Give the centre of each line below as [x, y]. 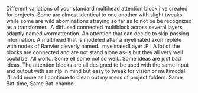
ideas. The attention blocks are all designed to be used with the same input [98, 65]
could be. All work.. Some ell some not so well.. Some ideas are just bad [94, 59]
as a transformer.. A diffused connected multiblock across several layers [94, 27]
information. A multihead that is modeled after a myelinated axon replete [94, 40]
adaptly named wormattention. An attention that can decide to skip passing [98, 34]
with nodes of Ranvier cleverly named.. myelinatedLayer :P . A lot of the [93, 46]
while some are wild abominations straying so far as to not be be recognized [99, 21]
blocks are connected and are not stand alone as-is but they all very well [95, 52]
